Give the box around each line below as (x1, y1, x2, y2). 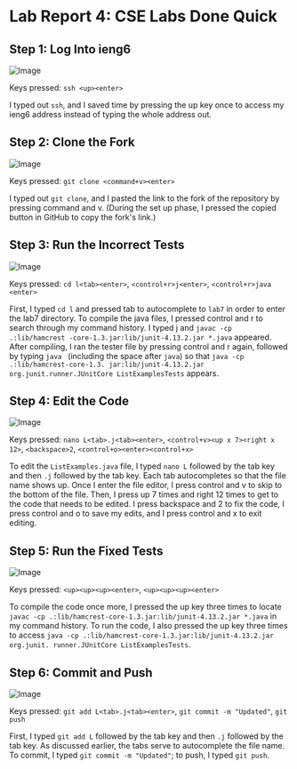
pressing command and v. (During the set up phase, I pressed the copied (9, 202, 277, 212)
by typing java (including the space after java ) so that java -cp (9, 350, 245, 361)
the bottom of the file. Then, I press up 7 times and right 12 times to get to (9, 489, 278, 500)
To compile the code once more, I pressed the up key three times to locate (9, 602, 282, 613)
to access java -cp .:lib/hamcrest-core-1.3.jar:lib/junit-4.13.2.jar (9, 629, 274, 641)
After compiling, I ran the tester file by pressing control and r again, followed (9, 340, 288, 352)
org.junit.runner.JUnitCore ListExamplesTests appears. (9, 367, 220, 379)
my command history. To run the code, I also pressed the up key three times (9, 621, 288, 631)
